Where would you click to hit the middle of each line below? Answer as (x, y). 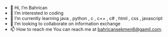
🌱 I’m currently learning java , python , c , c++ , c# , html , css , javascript (86, 18)
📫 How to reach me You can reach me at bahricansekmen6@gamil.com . (86, 29)
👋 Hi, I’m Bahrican (29, 8)
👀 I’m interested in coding (37, 13)
